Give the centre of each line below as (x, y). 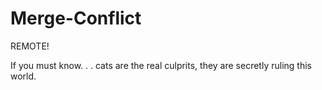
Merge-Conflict (76, 18)
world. (23, 76)
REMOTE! (30, 46)
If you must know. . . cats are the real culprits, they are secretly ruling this (161, 65)
